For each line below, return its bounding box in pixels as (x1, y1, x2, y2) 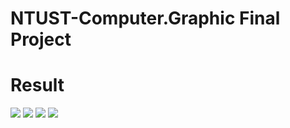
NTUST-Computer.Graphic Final (10, 7, 281, 30)
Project (10, 28, 72, 51)
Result (10, 74, 65, 97)
